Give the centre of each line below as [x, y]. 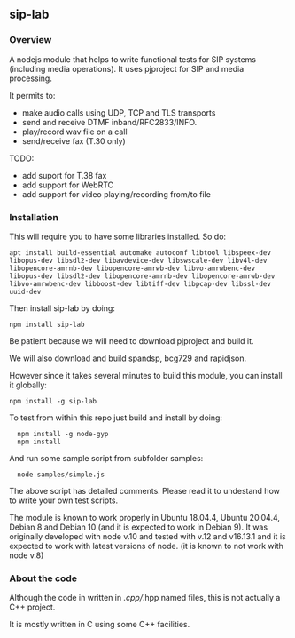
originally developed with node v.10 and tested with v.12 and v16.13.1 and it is [147, 536]
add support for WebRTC [68, 185]
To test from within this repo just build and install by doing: [116, 418]
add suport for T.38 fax [64, 175]
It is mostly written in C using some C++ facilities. [100, 625]
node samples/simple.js [61, 475]
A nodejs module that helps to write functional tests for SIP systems [133, 59]
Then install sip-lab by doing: [62, 308]
